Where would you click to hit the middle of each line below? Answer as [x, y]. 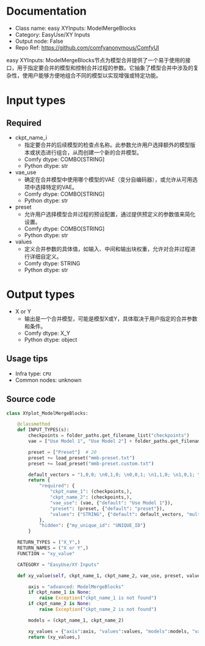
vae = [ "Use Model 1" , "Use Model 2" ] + [80, 441]
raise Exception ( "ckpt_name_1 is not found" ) [98, 598]
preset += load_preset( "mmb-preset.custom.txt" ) [91, 464]
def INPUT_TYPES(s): [43, 430]
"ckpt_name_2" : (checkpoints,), [91, 497]
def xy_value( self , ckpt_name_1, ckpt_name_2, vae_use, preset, [101, 576]
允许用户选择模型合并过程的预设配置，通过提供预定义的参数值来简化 [110, 214]
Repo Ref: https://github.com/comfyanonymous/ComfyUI [87, 48]
